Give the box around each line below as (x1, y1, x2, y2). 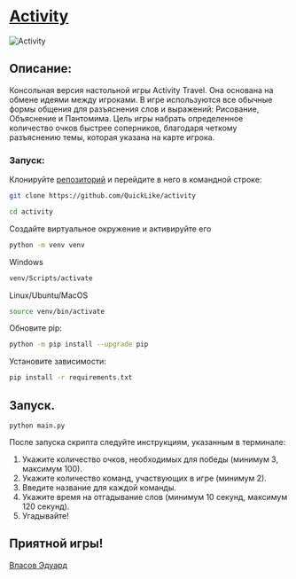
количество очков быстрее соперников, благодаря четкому (9, 122, 238, 133)
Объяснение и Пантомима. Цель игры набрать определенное (9, 113, 244, 123)
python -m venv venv (9, 240, 86, 249)
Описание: (9, 61, 73, 76)
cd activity (9, 207, 53, 216)
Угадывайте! (21, 510, 69, 520)
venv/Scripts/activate (9, 273, 93, 283)
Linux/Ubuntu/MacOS (9, 290, 89, 301)
